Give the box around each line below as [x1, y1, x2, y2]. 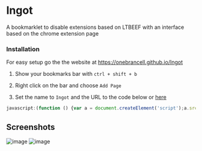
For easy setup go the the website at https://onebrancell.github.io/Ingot [6, 58, 183, 66]
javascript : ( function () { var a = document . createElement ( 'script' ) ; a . [6, 105, 189, 111]
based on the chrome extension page [6, 29, 99, 37]
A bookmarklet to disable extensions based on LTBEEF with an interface [6, 23, 185, 31]
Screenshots [6, 122, 55, 132]
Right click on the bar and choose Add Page [14, 82, 121, 89]
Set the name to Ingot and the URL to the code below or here [14, 94, 167, 101]
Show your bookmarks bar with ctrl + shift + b [14, 70, 137, 78]
